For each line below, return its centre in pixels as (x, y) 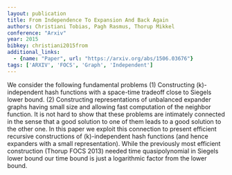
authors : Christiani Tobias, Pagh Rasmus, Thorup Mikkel (91, 26)
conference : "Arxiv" (37, 33)
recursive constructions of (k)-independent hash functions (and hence (108, 136)
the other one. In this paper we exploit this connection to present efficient (112, 129)
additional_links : (34, 53)
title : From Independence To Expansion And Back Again (88, 20)
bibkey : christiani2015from (48, 46)
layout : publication (37, 13)
